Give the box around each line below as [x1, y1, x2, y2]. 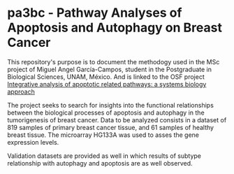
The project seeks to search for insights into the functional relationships [7, 101, 214, 109]
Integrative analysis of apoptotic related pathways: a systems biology [7, 80, 207, 88]
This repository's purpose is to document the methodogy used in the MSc [7, 57, 220, 66]
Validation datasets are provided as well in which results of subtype [7, 152, 201, 160]
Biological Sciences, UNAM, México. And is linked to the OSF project [7, 72, 205, 81]
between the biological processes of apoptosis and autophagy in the [7, 108, 205, 117]
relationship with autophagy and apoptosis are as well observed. [7, 159, 193, 167]
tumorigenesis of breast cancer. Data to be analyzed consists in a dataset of [7, 115, 227, 124]
